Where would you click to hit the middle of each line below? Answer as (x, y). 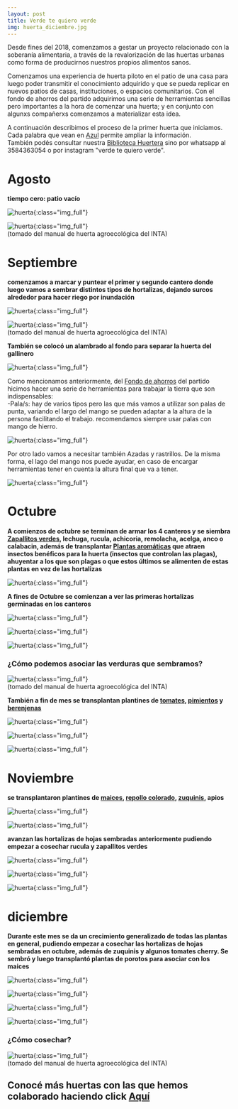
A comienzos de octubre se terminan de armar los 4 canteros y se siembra (119, 531)
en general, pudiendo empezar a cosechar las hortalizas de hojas (105, 944)
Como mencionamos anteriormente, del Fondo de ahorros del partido (109, 382)
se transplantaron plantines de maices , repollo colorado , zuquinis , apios (116, 798)
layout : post (27, 14)
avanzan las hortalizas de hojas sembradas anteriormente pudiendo (110, 839)
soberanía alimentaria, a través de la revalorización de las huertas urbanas (116, 55)
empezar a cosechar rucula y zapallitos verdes (78, 847)
